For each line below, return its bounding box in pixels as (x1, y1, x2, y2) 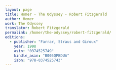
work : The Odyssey (5, 21, 43, 26)
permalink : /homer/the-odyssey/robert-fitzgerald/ (5, 30, 112, 35)
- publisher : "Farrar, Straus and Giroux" (9, 39, 98, 44)
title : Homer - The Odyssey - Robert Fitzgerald (5, 12, 107, 17)
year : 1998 (14, 44, 37, 49)
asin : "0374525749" (14, 48, 54, 53)
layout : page (5, 7, 32, 12)
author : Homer (5, 16, 35, 21)
